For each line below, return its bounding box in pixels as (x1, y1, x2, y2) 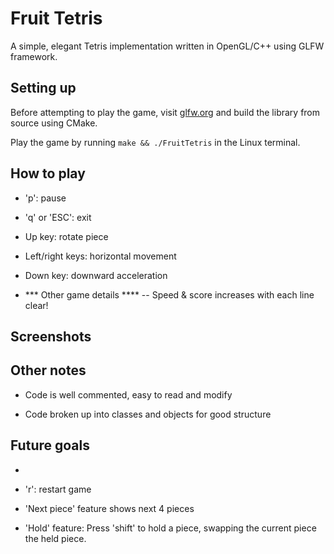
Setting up (10, 80, 77, 97)
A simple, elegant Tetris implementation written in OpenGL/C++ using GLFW (10, 40, 325, 52)
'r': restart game (24, 483, 92, 495)
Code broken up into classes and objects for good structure (24, 408, 272, 420)
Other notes (10, 362, 87, 379)
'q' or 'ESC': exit (24, 211, 92, 223)
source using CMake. (10, 117, 98, 129)
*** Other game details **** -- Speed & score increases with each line (24, 288, 315, 301)
